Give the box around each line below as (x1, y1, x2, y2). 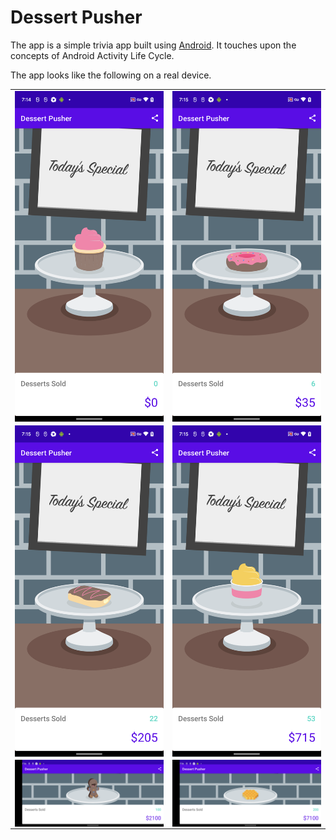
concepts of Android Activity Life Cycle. (10, 49, 175, 61)
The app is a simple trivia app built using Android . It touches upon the (10, 39, 297, 51)
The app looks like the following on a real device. (10, 69, 212, 81)
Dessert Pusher (10, 6, 143, 29)
